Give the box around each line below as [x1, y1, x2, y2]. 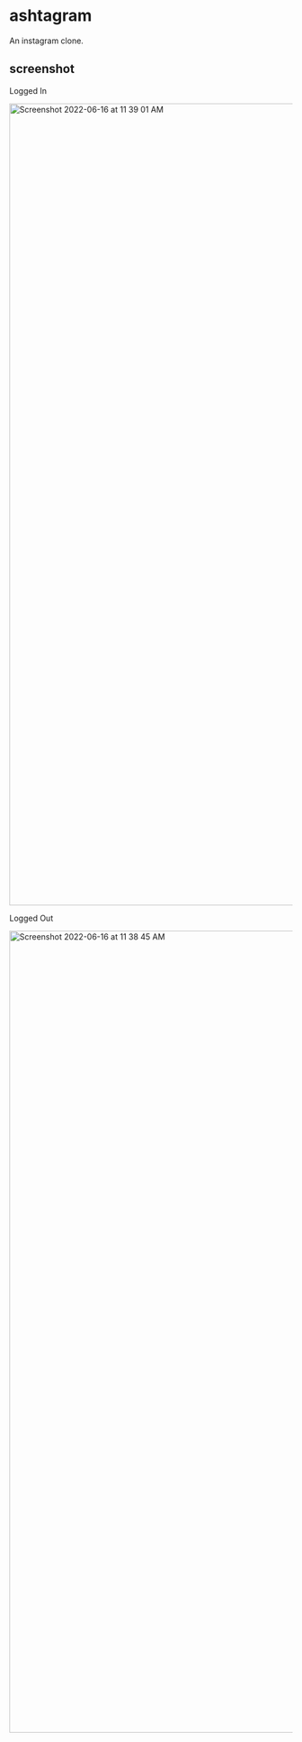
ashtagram [9, 5, 93, 26]
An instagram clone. [9, 35, 84, 46]
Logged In [9, 85, 48, 96]
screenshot [9, 61, 75, 77]
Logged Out [9, 912, 54, 923]
